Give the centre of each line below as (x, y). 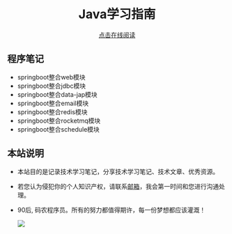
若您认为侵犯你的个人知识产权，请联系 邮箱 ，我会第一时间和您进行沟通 (118, 186)
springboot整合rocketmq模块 (59, 120)
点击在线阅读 (117, 35)
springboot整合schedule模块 (58, 129)
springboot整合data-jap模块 (57, 94)
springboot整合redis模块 (52, 111)
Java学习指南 (117, 14)
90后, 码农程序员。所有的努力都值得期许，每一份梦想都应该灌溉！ (111, 210)
